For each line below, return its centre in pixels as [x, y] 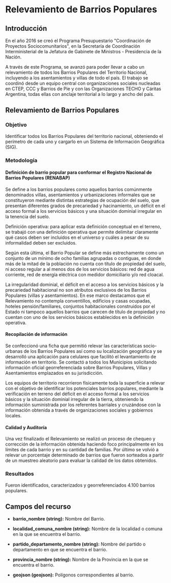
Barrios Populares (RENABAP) [38, 178]
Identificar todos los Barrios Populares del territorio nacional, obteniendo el [84, 136]
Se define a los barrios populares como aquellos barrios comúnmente [79, 189]
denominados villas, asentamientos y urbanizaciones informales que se [80, 195]
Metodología [21, 160]
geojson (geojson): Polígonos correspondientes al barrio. [73, 575]
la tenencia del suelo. [28, 216]
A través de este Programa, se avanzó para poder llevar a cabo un [75, 67]
